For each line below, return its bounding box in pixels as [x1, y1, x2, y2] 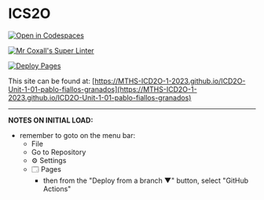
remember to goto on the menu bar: [19, 130, 136, 140]
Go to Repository [31, 147, 86, 157]
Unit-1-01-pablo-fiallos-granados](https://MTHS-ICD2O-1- [8, 84, 198, 94]
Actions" [42, 184, 71, 193]
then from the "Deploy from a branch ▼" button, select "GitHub [42, 176, 249, 185]
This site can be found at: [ [8, 76, 95, 85]
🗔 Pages [31, 164, 61, 173]
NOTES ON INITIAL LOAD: [8, 115, 93, 125]
